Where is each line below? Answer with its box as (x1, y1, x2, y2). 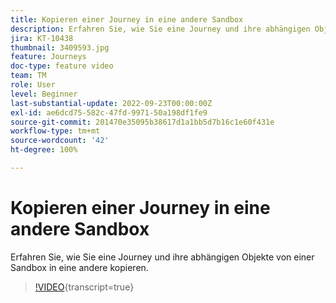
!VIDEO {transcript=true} (34, 281, 135, 293)
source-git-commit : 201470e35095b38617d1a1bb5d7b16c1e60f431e (10, 117, 275, 127)
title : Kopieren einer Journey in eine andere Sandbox (10, 14, 244, 25)
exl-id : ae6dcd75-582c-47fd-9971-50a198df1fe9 (10, 107, 208, 118)
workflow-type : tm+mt (10, 126, 101, 136)
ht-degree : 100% (10, 145, 78, 155)
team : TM (10, 71, 47, 81)
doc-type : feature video (10, 61, 114, 71)
